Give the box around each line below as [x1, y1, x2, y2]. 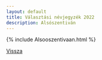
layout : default [6, 8, 47, 15]
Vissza [6, 48, 23, 55]
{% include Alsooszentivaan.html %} [6, 36, 97, 43]
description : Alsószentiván [6, 20, 76, 26]
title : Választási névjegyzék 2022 [6, 14, 95, 20]
